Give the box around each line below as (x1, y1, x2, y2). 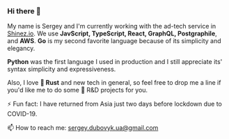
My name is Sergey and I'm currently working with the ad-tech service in (7, 22, 216, 31)
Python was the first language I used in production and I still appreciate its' (7, 58, 223, 66)
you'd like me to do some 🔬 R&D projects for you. (7, 86, 148, 95)
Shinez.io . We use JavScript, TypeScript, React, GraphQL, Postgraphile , (7, 29, 217, 38)
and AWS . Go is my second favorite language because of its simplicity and (7, 37, 221, 45)
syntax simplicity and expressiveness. (7, 65, 116, 74)
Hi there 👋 (7, 6, 42, 16)
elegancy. (7, 44, 35, 53)
